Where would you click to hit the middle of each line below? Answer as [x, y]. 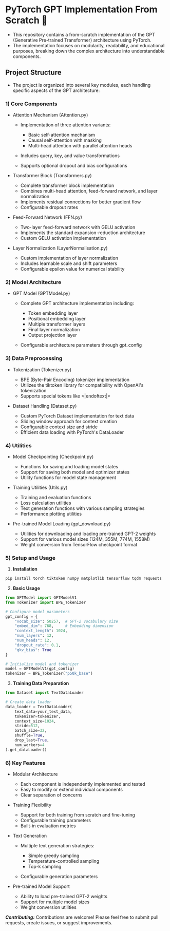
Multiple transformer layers [57, 324]
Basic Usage [26, 588]
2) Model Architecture [33, 282]
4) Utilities [18, 445]
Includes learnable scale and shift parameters [69, 263]
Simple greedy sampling [54, 856]
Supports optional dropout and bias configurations [74, 166]
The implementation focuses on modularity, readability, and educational [89, 45]
